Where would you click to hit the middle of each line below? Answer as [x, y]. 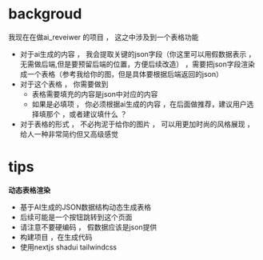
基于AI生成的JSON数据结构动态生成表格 [86, 207]
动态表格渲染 [29, 190]
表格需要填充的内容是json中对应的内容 [95, 94]
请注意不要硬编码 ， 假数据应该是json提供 [88, 227]
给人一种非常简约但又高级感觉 [69, 134]
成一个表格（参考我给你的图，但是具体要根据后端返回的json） [122, 74]
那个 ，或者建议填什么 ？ [87, 114]
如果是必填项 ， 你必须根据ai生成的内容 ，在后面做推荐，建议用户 [139, 104]
